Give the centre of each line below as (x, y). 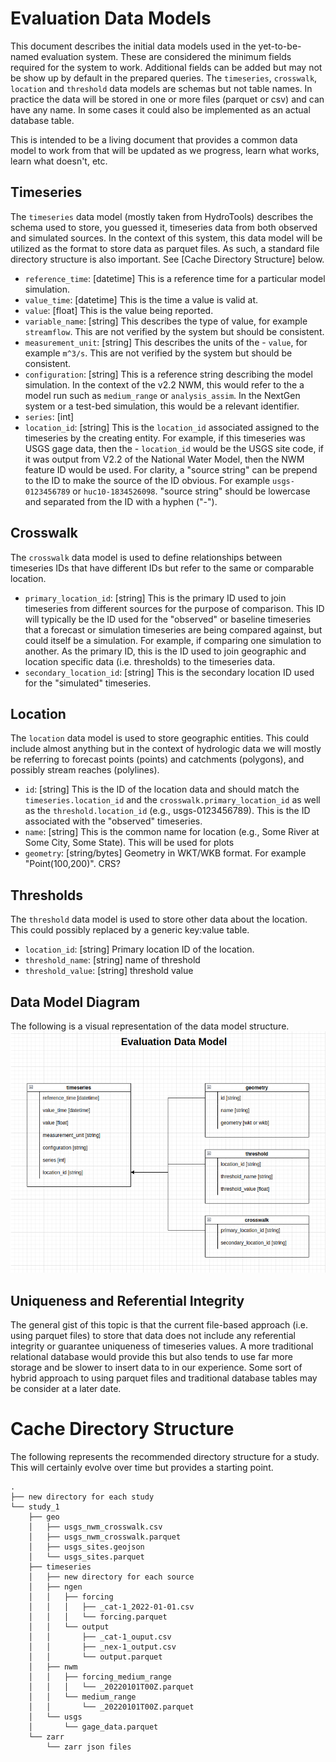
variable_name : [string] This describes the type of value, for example (166, 321)
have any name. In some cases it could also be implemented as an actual (160, 109)
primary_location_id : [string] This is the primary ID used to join (155, 598)
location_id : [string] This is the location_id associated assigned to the (172, 427)
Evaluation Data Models (111, 18)
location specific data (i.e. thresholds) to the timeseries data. (150, 661)
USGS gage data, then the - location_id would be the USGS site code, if (174, 448)
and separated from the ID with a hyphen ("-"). (121, 501)
